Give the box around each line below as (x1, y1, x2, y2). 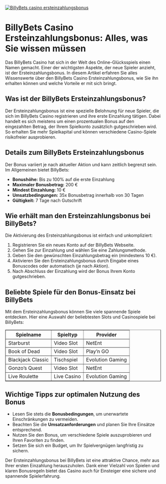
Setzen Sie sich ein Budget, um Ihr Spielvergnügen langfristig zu (12, 442, 144, 448)
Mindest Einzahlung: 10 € (12, 187, 66, 193)
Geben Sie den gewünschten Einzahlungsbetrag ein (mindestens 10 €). (12, 253, 157, 259)
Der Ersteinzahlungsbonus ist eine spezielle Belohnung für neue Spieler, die (5, 108, 160, 114)
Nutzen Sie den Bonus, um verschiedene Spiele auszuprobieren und (12, 432, 152, 438)
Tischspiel (53, 356, 78, 363)
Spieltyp (57, 331, 78, 338)
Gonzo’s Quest (8, 365, 42, 372)
